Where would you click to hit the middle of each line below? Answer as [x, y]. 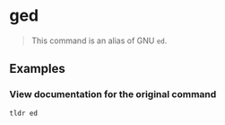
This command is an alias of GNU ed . [99, 40]
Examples [37, 69]
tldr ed [24, 113]
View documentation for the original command [113, 94]
